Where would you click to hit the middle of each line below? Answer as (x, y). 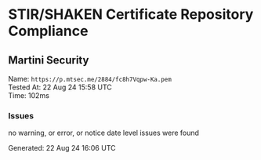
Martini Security (49, 60)
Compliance (48, 31)
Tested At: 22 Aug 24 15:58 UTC (60, 87)
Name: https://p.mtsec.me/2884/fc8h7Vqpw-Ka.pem (90, 79)
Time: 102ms (29, 95)
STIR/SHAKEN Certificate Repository (131, 15)
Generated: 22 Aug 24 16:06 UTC (62, 148)
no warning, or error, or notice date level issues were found (104, 133)
